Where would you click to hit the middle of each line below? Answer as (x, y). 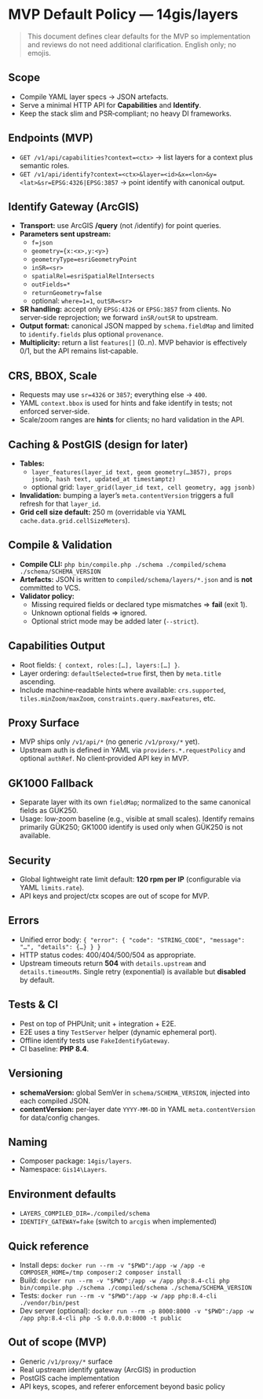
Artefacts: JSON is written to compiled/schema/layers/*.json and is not (136, 579)
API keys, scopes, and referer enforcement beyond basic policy (122, 1386)
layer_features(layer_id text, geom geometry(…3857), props (131, 473)
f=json (42, 243)
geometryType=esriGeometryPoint (84, 260)
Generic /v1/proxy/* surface (66, 1361)
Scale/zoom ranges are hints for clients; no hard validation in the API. (132, 420)
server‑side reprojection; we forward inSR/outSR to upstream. (119, 318)
